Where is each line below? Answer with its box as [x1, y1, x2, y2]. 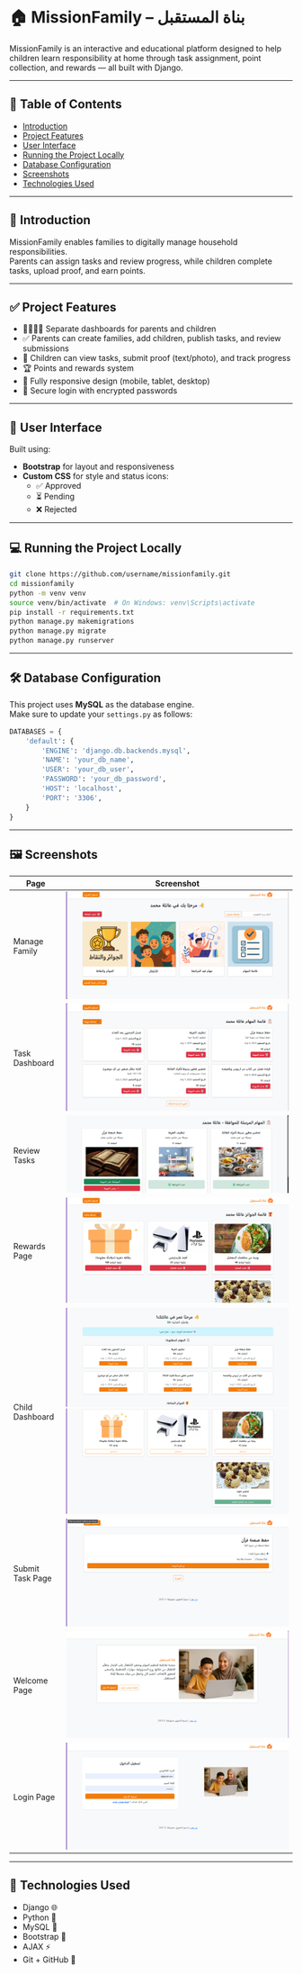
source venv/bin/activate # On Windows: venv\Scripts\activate [9, 598, 255, 608]
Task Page [13, 1573, 52, 1583]
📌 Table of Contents [9, 96, 122, 113]
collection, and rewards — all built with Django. [9, 62, 183, 73]
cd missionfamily [9, 579, 75, 588]
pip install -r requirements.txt [9, 608, 135, 617]
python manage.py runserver [9, 636, 115, 645]
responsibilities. [9, 246, 67, 257]
